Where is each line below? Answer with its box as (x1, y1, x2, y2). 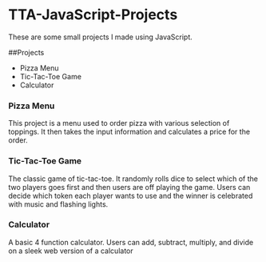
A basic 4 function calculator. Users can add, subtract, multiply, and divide (8, 237, 254, 247)
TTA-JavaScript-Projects (8, 6, 178, 24)
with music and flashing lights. (8, 199, 109, 209)
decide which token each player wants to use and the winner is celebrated (8, 191, 253, 200)
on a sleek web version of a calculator (8, 246, 133, 256)
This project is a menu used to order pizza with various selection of (8, 119, 230, 128)
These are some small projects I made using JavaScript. (8, 32, 193, 42)
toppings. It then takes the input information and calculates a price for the (8, 127, 250, 137)
